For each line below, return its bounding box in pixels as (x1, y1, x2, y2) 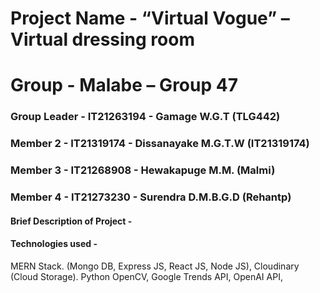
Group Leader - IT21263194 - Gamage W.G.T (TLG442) (10, 110, 281, 124)
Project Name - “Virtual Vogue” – (10, 7, 290, 30)
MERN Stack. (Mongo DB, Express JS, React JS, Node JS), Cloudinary (10, 260, 300, 272)
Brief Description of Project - (10, 215, 133, 227)
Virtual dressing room (10, 28, 195, 51)
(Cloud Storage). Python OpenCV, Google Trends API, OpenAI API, (10, 270, 283, 282)
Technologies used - (10, 238, 98, 250)
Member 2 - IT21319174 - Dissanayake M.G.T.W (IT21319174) (10, 137, 310, 151)
